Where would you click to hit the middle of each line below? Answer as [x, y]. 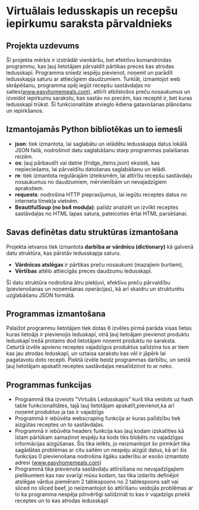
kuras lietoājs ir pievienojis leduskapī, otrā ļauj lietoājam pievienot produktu [98, 335]
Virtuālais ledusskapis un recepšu [92, 11]
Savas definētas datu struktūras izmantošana [92, 232]
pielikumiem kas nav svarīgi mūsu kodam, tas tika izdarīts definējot [97, 475]
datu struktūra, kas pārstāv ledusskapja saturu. [64, 253]
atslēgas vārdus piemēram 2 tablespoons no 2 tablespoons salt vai [97, 482]
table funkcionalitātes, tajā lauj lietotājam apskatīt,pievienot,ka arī [94, 406]
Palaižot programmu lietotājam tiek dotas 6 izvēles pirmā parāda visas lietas [99, 328]
